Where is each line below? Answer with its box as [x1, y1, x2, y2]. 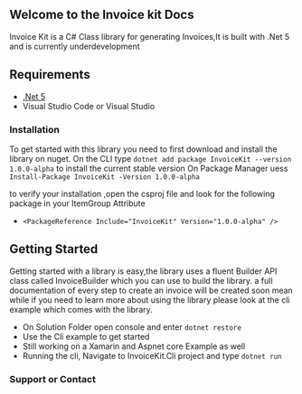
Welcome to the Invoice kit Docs [9, 7, 194, 23]
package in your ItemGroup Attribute [9, 198, 146, 209]
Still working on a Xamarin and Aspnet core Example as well [22, 341, 246, 352]
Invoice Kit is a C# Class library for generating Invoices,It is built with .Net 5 [9, 31, 290, 42]
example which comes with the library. [9, 304, 154, 314]
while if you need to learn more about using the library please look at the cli [9, 294, 291, 305]
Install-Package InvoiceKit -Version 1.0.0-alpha [9, 172, 201, 182]
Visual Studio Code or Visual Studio [22, 100, 156, 111]
